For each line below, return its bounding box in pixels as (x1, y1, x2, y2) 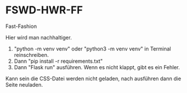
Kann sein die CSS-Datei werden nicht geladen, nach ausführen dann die (5, 75, 182, 82)
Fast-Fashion (5, 23, 37, 30)
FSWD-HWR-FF (5, 3, 83, 17)
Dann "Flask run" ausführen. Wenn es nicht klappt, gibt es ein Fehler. (13, 63, 181, 70)
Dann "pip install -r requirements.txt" (13, 58, 103, 65)
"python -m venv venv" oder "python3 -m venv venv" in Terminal (13, 45, 171, 52)
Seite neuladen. (5, 81, 43, 88)
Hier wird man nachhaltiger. (5, 34, 72, 41)
